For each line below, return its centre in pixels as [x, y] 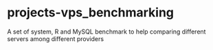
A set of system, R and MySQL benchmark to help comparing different [106, 32]
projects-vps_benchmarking [90, 13]
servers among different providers [56, 38]
